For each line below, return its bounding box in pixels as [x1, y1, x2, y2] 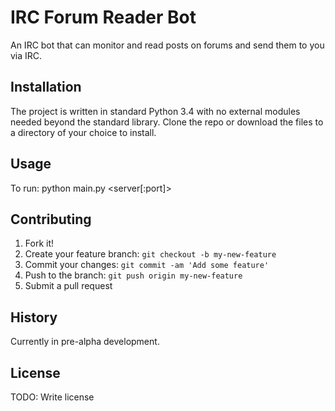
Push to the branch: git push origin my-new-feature [24, 269, 243, 281]
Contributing [10, 211, 92, 228]
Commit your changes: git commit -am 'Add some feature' [24, 259, 270, 271]
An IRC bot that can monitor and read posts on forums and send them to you [10, 39, 325, 51]
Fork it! [24, 237, 55, 250]
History [10, 309, 58, 326]
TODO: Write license [10, 391, 95, 403]
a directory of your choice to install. [10, 126, 157, 138]
